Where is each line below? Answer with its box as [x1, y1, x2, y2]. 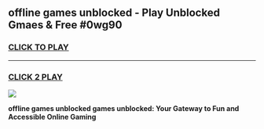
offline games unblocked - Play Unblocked [8, 6, 220, 20]
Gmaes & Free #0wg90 [8, 19, 123, 32]
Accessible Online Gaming [8, 112, 97, 121]
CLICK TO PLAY [8, 42, 69, 53]
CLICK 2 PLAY [8, 71, 63, 82]
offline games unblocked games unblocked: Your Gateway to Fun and [8, 103, 240, 113]
